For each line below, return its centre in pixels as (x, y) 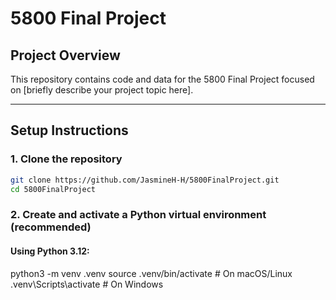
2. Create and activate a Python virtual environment (138, 215)
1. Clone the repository (66, 159)
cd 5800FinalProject (53, 189)
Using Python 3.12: (50, 251)
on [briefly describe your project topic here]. (102, 90)
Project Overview (65, 55)
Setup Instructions (69, 130)
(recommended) (51, 227)
